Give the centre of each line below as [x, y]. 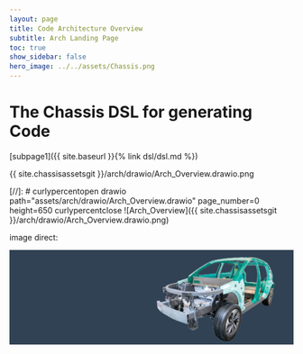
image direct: [34, 237]
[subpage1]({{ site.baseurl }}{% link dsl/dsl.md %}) [104, 156]
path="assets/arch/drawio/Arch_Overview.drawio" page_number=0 [134, 200]
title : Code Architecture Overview [76, 28]
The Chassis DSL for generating [131, 112]
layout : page [34, 19]
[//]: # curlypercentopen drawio [68, 191]
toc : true [28, 48]
